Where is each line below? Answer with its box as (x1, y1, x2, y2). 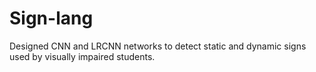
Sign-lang (9, 7, 94, 30)
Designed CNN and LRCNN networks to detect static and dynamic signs (9, 40, 307, 52)
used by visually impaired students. (9, 50, 156, 62)
